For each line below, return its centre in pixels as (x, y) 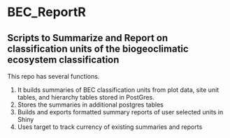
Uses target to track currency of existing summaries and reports (110, 127)
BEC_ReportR (46, 12)
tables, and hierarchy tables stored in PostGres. (86, 97)
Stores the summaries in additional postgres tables (91, 105)
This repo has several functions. (53, 76)
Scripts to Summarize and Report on (88, 38)
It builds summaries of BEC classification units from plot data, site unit (118, 90)
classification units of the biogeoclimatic (98, 48)
